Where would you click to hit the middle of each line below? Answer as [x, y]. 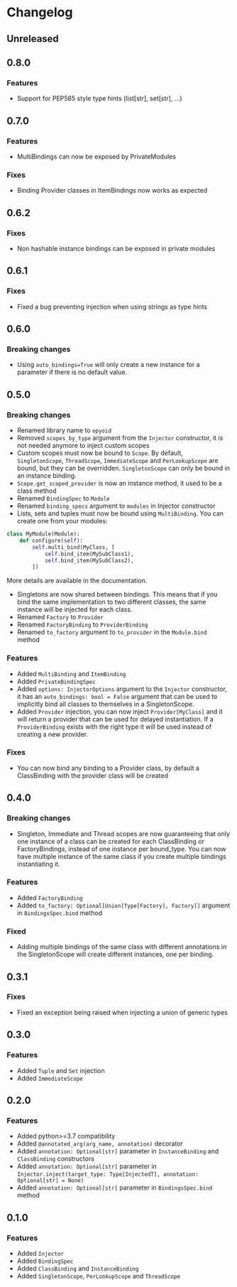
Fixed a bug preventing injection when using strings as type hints [112, 306]
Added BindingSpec [45, 1261]
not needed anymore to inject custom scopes [83, 445]
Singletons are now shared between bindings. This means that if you [117, 594]
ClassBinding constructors [56, 1159]
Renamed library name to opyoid [64, 430]
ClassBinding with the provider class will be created [92, 775]
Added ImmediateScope [50, 1078]
